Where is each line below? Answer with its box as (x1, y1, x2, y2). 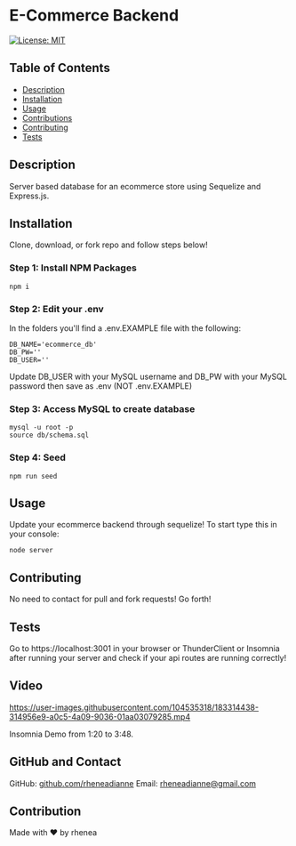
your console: (9, 528, 60, 539)
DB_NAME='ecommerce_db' (9, 340, 98, 349)
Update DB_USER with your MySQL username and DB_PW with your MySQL (9, 371, 287, 382)
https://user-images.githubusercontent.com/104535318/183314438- (9, 702, 260, 713)
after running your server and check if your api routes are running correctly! (9, 653, 287, 663)
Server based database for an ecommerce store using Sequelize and (9, 181, 261, 191)
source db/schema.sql (9, 431, 90, 440)
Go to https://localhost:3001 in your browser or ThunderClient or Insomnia (9, 643, 280, 654)
